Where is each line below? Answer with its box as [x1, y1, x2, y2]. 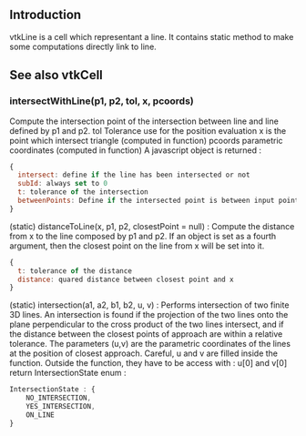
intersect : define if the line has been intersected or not [17, 170, 250, 180]
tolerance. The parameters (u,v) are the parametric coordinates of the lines [9, 339, 291, 350]
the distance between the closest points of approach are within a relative [9, 329, 283, 340]
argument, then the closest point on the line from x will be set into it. [9, 240, 265, 251]
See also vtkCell [9, 67, 103, 83]
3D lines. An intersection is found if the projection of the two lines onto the [9, 309, 289, 320]
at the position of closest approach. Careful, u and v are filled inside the [9, 348, 279, 359]
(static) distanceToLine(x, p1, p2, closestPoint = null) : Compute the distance [9, 220, 295, 231]
